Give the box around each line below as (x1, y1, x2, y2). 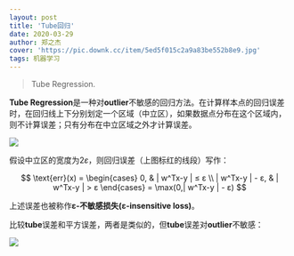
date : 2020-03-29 (9, 29, 74, 38)
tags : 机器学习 (9, 54, 61, 63)
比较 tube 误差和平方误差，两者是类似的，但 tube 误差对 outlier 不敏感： (9, 220, 265, 229)
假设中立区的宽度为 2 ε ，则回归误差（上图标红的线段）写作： (9, 155, 230, 165)
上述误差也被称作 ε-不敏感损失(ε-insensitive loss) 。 (9, 201, 200, 211)
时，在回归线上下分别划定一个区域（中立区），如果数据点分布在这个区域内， (9, 108, 287, 118)
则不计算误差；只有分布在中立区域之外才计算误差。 (9, 119, 197, 130)
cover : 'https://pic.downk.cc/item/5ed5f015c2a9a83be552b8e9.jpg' (9, 46, 261, 55)
